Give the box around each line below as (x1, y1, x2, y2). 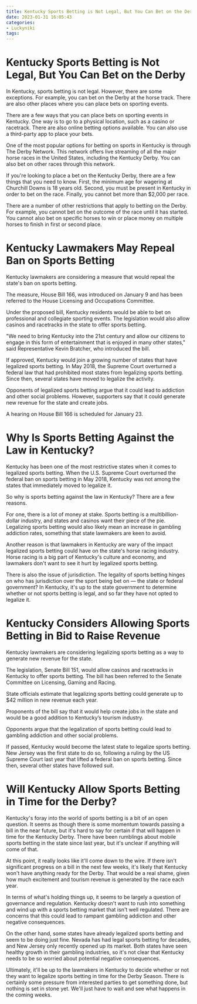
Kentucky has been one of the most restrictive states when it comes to (6, 463, 177, 470)
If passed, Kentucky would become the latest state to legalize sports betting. (6, 743, 191, 750)
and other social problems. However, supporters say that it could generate (6, 393, 186, 400)
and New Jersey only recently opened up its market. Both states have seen (6, 942, 188, 949)
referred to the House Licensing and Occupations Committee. (6, 298, 155, 304)
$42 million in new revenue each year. (6, 696, 98, 703)
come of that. (6, 845, 39, 853)
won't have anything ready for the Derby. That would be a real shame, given (6, 869, 189, 876)
